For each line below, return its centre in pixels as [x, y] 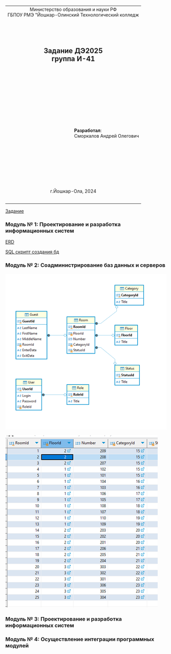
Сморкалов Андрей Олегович [106, 136]
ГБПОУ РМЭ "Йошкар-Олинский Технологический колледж [73, 15]
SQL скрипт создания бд [32, 252]
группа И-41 [73, 59]
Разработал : [88, 130]
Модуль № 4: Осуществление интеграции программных [80, 639]
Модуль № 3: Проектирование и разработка [63, 619]
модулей [17, 646]
